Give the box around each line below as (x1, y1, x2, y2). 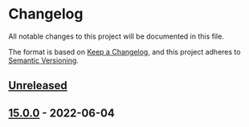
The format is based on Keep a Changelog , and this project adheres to (8, 47, 241, 56)
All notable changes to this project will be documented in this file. (8, 31, 225, 41)
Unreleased (8, 79, 68, 92)
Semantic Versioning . (8, 55, 79, 65)
